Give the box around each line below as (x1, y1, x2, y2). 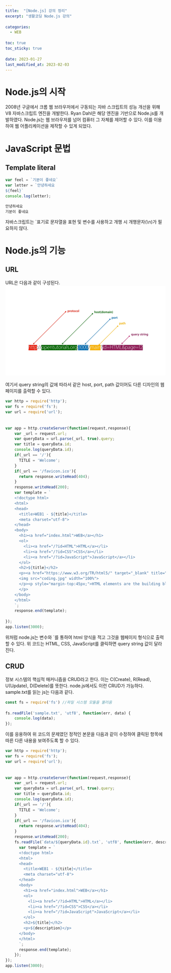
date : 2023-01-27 (5, 57, 42, 62)
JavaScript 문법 (5, 143, 71, 154)
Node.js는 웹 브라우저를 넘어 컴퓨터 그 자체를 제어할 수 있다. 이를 (24, 117, 153, 123)
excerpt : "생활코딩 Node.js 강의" (5, 13, 72, 19)
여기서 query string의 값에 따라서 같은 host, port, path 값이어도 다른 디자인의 (5, 382, 159, 388)
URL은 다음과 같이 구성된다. (5, 279, 60, 285)
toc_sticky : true (5, 46, 42, 51)
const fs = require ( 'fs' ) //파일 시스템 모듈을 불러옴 (5, 699, 112, 705)
